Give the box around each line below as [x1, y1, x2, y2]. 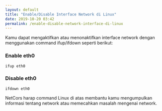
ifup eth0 [5, 63, 26, 68]
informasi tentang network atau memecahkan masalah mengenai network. [5, 100, 158, 106]
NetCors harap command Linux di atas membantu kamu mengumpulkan [5, 95, 153, 101]
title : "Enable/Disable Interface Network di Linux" [5, 12, 117, 17]
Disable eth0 [5, 75, 37, 82]
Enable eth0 [5, 53, 35, 59]
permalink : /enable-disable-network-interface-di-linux [5, 21, 123, 26]
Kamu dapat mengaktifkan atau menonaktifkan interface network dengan [5, 35, 155, 41]
